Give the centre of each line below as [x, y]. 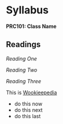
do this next [28, 110]
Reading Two [22, 70]
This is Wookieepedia [31, 92]
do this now [28, 104]
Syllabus [27, 10]
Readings [23, 45]
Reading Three [24, 81]
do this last [27, 116]
